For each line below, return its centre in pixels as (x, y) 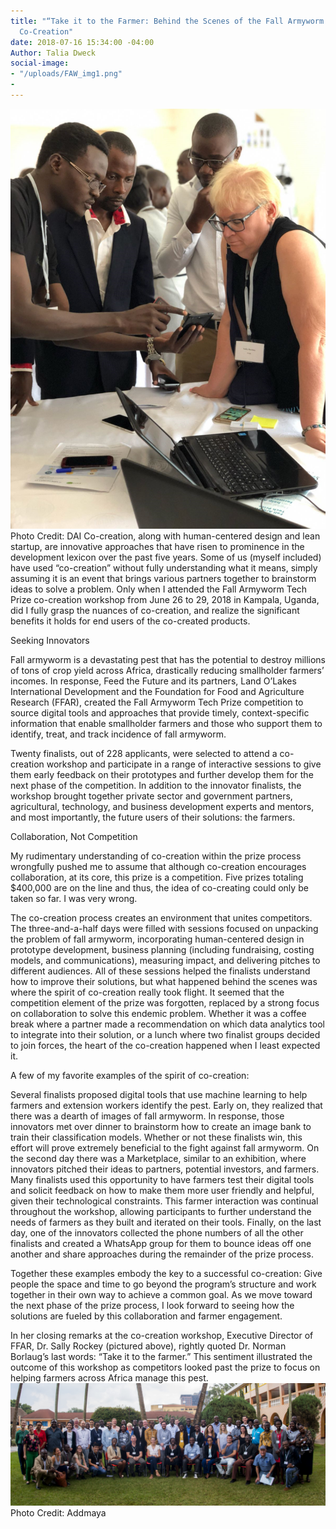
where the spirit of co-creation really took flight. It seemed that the (147, 992)
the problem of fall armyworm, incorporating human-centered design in (157, 939)
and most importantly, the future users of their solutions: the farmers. (153, 817)
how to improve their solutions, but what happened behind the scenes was (164, 981)
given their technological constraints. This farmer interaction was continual (164, 1201)
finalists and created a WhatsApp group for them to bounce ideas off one (161, 1243)
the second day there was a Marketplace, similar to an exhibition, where (158, 1158)
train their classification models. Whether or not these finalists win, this (156, 1137)
